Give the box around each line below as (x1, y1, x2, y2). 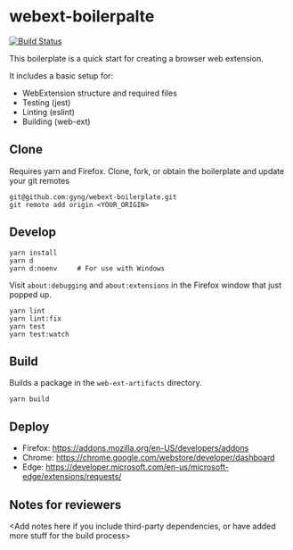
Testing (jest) (21, 96, 71, 108)
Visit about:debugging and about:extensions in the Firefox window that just (9, 279, 282, 290)
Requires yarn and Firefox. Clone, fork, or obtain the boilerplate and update (9, 165, 285, 176)
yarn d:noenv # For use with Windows (9, 263, 166, 273)
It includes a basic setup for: (9, 70, 114, 81)
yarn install (9, 248, 58, 257)
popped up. (9, 288, 52, 300)
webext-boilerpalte (9, 6, 155, 27)
